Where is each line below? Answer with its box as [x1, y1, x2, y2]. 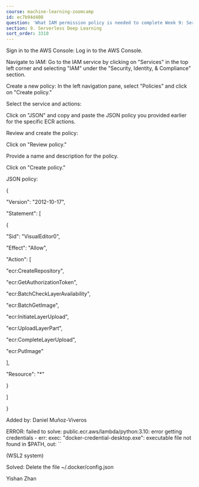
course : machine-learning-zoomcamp [6, 8, 94, 15]
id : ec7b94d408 [6, 14, 44, 20]
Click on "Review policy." [6, 141, 67, 148]
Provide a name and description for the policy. [6, 152, 119, 160]
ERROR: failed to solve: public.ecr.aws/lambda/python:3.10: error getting [6, 428, 182, 435]
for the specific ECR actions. [6, 118, 76, 125]
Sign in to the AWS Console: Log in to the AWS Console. [6, 47, 143, 54]
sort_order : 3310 [6, 31, 49, 37]
